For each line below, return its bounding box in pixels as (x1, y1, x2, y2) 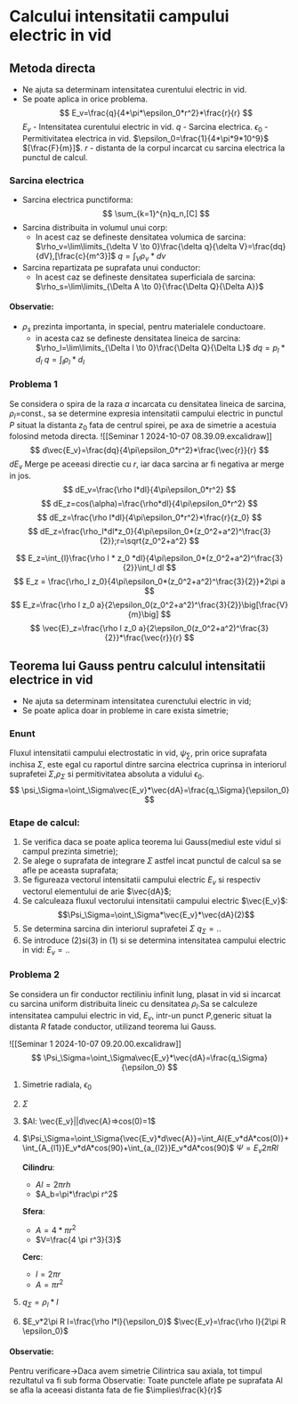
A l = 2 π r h (35, 1180, 71, 1190)
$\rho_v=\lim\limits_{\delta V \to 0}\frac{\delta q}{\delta (35, 241, 238, 252)
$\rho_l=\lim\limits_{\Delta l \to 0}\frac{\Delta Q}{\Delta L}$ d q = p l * (35, 342, 286, 355)
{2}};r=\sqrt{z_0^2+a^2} (99, 536, 188, 547)
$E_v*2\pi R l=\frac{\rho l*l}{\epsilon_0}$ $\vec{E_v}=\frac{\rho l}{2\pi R (21, 1316, 286, 1327)
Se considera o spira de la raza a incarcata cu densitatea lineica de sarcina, (9, 398, 286, 409)
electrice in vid (9, 672, 93, 687)
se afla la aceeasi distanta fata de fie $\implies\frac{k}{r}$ (9, 1384, 222, 1395)
